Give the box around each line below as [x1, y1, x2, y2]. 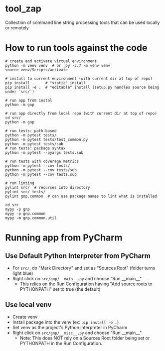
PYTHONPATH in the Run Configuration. [19, 340, 102, 346]
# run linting [5, 180, 35, 186]
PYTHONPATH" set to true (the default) [19, 286, 101, 292]
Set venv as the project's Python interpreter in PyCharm [12, 324, 128, 330]
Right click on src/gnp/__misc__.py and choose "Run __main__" [12, 330, 142, 336]
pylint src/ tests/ [5, 189, 46, 194]
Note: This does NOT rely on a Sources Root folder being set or [19, 335, 150, 341]
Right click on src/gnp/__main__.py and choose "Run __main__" [12, 275, 142, 281]
